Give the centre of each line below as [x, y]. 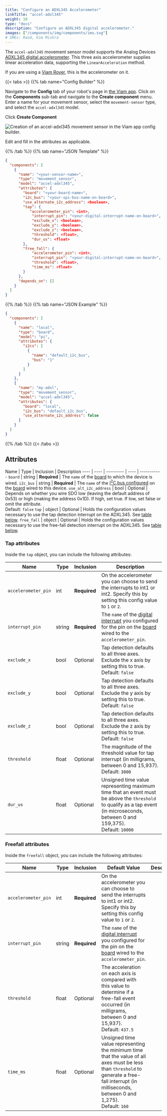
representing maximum [128, 786]
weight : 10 [16, 19]
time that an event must [129, 792]
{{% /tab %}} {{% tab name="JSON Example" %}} [56, 304]
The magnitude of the [126, 746]
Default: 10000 [118, 830]
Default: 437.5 [118, 1029]
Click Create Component [31, 117]
